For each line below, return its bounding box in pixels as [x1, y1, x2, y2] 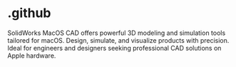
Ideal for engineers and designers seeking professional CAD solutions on [7, 43, 222, 52]
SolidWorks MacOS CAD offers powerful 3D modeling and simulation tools [7, 29, 226, 37]
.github [7, 5, 51, 21]
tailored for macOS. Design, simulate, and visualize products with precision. [7, 36, 230, 44]
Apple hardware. [7, 51, 56, 60]
